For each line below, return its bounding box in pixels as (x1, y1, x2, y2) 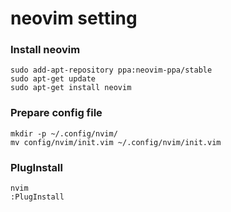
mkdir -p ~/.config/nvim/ (10, 128, 118, 139)
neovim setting (10, 7, 138, 30)
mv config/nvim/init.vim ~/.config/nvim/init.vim (10, 137, 222, 147)
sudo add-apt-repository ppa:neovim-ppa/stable (10, 65, 213, 76)
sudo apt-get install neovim (10, 83, 132, 93)
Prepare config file (10, 106, 103, 120)
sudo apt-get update (10, 74, 97, 84)
